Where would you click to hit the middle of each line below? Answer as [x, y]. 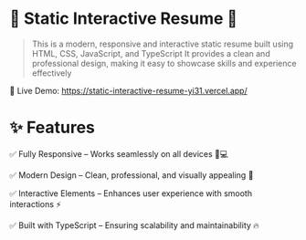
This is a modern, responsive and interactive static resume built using [163, 44]
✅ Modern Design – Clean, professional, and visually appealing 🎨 [132, 175]
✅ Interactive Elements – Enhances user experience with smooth [131, 193]
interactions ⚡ [36, 203]
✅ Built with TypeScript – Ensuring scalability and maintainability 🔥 [135, 225]
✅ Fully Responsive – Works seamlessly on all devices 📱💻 [119, 153]
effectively [52, 73]
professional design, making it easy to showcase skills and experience [164, 63]
